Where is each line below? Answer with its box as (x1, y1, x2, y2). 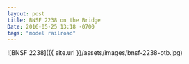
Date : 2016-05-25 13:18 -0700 (7, 23, 95, 30)
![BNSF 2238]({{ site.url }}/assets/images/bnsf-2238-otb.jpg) (7, 49, 183, 57)
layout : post (7, 10, 45, 17)
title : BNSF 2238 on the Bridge (7, 17, 101, 24)
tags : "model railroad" (7, 29, 76, 37)
